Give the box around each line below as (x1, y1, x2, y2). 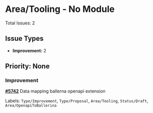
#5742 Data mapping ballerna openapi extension (5, 88, 106, 94)
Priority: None (5, 62, 50, 71)
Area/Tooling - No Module (5, 3, 115, 15)
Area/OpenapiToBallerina (5, 103, 57, 108)
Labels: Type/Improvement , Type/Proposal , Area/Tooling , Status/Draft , (5, 98, 149, 104)
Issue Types (5, 34, 44, 43)
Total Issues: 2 (5, 20, 35, 26)
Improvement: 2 (12, 47, 46, 53)
